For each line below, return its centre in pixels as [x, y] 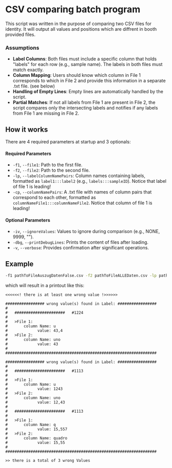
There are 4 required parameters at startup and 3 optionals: [68, 142]
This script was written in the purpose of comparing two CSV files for [79, 24]
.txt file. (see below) [34, 86]
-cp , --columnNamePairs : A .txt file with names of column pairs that [82, 192]
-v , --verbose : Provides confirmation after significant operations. [81, 248]
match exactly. [28, 70]
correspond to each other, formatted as [54, 198]
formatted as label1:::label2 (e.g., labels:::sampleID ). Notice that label [89, 181]
